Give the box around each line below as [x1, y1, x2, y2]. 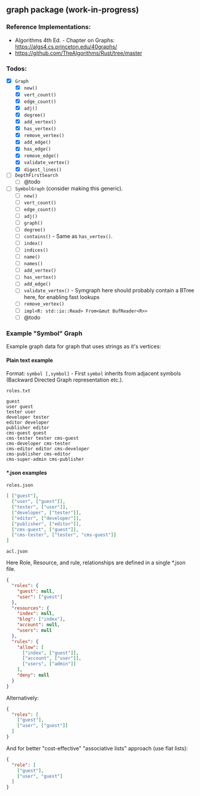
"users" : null [17, 628, 52, 634]
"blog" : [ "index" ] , [17, 616, 66, 622]
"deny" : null [17, 672, 50, 679]
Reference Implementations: [6, 23, 91, 31]
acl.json [6, 549, 28, 555]
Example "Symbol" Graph [6, 329, 83, 338]
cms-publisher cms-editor [6, 451, 71, 457]
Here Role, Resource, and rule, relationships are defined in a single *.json [6, 559, 186, 566]
